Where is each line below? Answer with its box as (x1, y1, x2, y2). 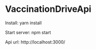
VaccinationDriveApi (5, 3, 92, 15)
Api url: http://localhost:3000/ (5, 39, 65, 45)
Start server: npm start (5, 29, 51, 35)
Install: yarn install (5, 20, 42, 26)
